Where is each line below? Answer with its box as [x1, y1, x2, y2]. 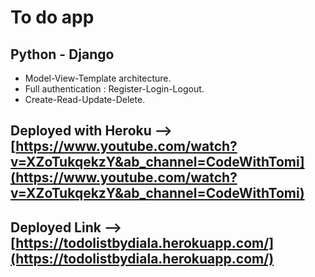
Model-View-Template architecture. [24, 72, 172, 84]
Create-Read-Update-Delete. [24, 94, 146, 105]
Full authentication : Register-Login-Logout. [24, 83, 205, 95]
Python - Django [10, 46, 115, 63]
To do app [10, 6, 95, 29]
